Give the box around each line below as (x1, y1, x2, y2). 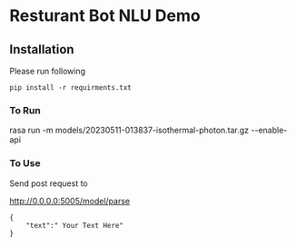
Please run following (9, 65, 86, 76)
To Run (9, 103, 41, 116)
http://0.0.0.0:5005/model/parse (9, 195, 131, 206)
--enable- (251, 124, 288, 136)
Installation (9, 42, 74, 57)
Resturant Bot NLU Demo (9, 5, 202, 26)
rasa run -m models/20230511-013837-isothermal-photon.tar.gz (9, 124, 250, 136)
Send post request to (9, 178, 88, 189)
